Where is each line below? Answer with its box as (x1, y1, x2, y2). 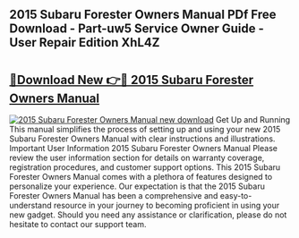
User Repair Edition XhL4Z (9, 35, 160, 50)
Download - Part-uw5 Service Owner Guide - (9, 21, 264, 37)
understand (9, 200, 52, 210)
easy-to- (219, 191, 252, 200)
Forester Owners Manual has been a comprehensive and (9, 191, 218, 200)
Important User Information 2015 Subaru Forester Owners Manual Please (9, 143, 278, 153)
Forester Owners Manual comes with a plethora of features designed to (9, 172, 273, 182)
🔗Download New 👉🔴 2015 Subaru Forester (9, 72, 254, 88)
